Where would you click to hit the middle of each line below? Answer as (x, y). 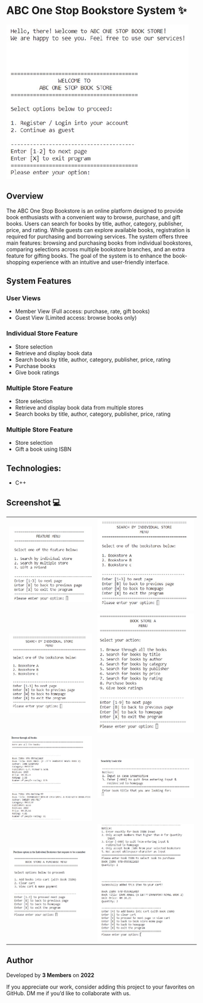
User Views (24, 298)
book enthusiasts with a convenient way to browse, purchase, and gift (93, 217)
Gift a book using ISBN (43, 449)
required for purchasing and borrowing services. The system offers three (97, 236)
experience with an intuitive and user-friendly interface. (100, 262)
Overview (25, 196)
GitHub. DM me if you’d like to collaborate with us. (69, 993)
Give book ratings (37, 372)
